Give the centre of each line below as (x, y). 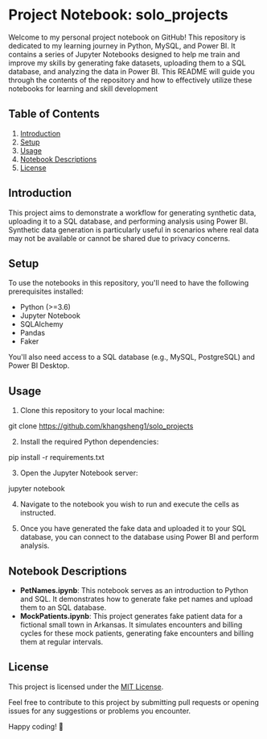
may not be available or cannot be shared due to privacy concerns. (119, 238)
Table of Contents (54, 114)
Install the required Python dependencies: (89, 442)
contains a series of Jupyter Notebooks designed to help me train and (124, 54)
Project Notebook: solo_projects (118, 15)
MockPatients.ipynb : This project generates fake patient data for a (131, 616)
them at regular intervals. (62, 642)
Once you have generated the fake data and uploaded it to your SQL (133, 528)
